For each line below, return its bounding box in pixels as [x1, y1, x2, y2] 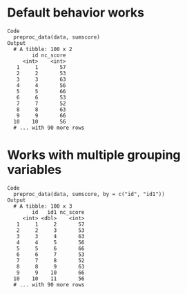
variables [7, 162, 62, 177]
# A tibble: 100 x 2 [13, 46, 72, 52]
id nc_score [32, 52, 67, 59]
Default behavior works [7, 5, 145, 21]
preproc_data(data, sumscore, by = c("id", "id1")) [13, 190, 166, 197]
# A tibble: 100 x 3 [13, 202, 72, 210]
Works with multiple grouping [7, 147, 181, 163]
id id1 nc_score [32, 208, 85, 215]
